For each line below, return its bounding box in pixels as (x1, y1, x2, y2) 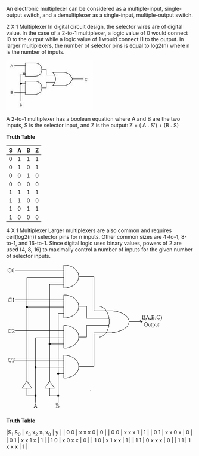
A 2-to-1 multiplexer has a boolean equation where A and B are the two (6, 115, 181, 122)
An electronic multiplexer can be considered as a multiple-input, (6, 5, 164, 12)
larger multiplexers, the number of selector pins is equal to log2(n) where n (6, 42, 190, 49)
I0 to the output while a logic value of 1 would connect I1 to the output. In (6, 36, 184, 42)
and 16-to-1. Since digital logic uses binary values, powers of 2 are (18, 239, 182, 247)
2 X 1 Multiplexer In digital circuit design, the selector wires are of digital (6, 23, 183, 30)
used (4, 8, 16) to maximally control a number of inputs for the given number (6, 246, 193, 253)
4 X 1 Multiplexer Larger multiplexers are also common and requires (6, 227, 172, 234)
